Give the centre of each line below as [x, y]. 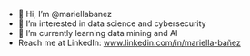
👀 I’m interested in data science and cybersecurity [112, 23]
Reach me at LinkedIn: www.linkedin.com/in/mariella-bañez [129, 42]
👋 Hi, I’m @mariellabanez [65, 14]
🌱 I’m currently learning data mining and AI [98, 33]
